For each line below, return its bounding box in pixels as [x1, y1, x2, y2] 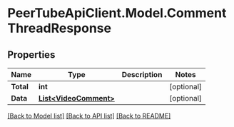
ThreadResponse [7, 20, 112, 36]
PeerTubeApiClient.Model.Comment [7, 5, 227, 21]
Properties [7, 49, 56, 61]
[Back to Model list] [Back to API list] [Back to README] [7, 112, 171, 120]
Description [121, 70, 163, 79]
